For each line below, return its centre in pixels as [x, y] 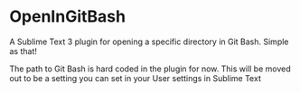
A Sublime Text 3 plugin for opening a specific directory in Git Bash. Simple [149, 42]
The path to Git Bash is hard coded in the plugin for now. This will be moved [150, 69]
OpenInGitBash [68, 17]
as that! [23, 51]
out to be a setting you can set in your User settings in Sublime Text [136, 78]
